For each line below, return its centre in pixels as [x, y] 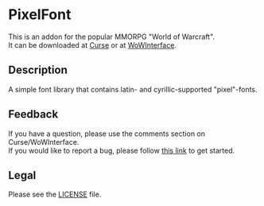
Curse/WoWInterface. [44, 142]
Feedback [33, 114]
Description [38, 70]
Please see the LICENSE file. [55, 194]
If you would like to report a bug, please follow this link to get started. [122, 150]
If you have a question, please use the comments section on [107, 134]
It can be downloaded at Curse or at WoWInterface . [93, 45]
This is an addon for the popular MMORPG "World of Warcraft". [112, 37]
